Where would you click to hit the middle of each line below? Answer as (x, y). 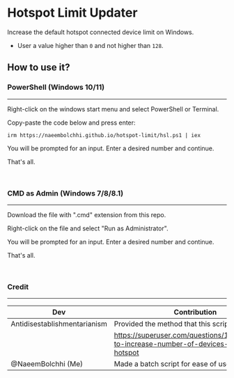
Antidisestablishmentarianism (59, 324)
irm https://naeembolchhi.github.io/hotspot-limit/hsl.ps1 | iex (104, 135)
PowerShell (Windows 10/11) (56, 87)
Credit (18, 287)
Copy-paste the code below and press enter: (71, 123)
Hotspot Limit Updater (72, 13)
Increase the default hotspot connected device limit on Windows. (101, 32)
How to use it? (39, 68)
